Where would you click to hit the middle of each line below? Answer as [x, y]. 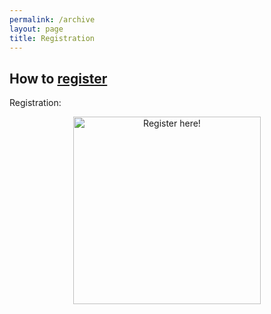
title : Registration [52, 38]
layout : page [36, 29]
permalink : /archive [52, 19]
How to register [58, 78]
